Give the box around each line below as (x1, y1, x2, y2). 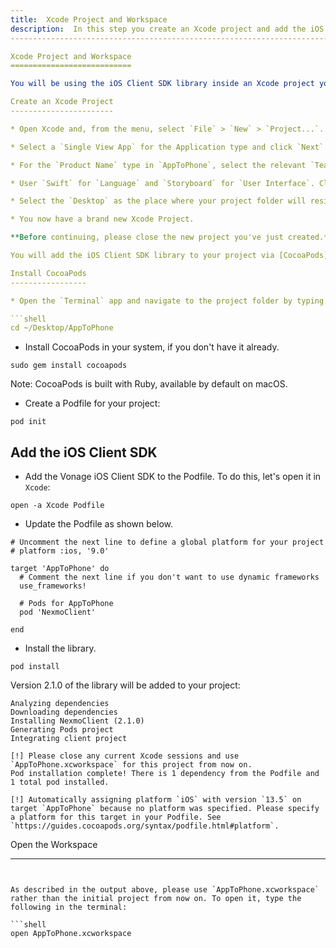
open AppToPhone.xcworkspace (10, 929, 132, 939)
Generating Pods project (10, 725, 114, 735)
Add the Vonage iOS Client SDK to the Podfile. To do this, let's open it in (24, 471, 322, 483)
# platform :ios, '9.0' (10, 546, 110, 556)
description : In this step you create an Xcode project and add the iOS (10, 24, 325, 34)
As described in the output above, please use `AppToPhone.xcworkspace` (10, 885, 320, 895)
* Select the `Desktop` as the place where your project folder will (10, 196, 307, 206)
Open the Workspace (10, 839, 98, 851)
